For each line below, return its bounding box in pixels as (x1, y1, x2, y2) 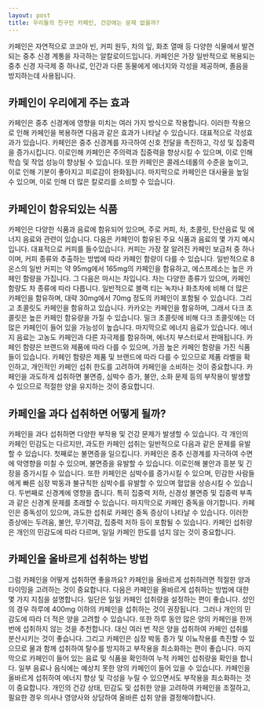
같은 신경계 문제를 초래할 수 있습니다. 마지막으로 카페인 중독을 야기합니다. (16, 498, 241, 507)
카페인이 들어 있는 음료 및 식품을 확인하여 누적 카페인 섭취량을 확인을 (28, 653, 239, 663)
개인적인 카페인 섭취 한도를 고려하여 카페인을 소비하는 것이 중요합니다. (31, 362, 245, 371)
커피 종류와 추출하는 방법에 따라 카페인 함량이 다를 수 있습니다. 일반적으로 (24, 254, 249, 264)
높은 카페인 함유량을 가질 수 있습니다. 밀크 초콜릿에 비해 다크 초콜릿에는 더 (28, 313, 255, 323)
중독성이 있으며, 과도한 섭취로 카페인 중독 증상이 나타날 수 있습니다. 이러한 (22, 507, 249, 517)
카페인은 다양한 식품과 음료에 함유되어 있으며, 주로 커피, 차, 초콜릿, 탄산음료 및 (8, 225, 247, 234)
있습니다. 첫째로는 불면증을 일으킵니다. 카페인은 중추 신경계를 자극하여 (24, 448, 239, 458)
